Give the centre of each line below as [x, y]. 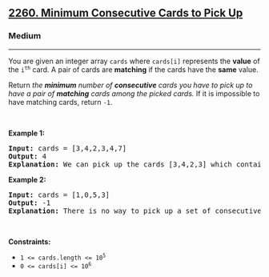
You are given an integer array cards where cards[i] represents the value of [134, 61]
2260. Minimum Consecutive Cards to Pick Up [126, 13]
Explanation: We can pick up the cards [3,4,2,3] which [120, 164]
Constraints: [30, 241]
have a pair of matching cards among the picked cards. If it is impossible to [134, 93]
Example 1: [27, 133]
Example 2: [27, 179]
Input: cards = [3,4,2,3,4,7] [68, 148]
